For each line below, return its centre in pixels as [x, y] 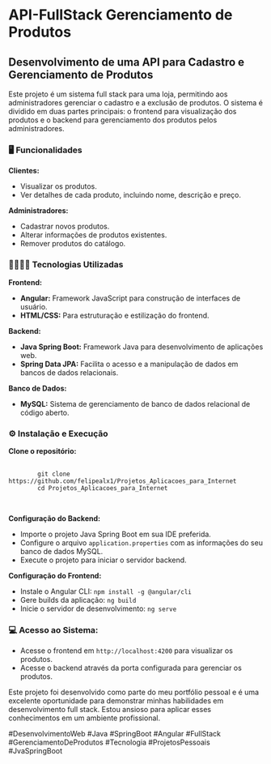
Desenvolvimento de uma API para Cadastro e [127, 62]
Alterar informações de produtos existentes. [93, 235]
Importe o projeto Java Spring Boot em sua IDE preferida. [116, 534]
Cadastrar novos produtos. [65, 226]
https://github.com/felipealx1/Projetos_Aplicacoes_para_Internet [123, 481]
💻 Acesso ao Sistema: [53, 630]
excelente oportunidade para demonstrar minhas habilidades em [116, 701]
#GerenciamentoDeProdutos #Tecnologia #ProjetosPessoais [109, 742]
